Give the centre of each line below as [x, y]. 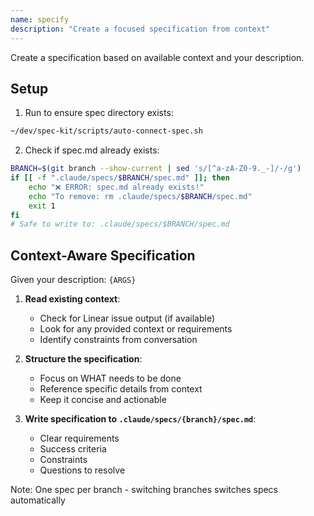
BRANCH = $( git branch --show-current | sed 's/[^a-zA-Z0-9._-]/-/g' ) [156, 169]
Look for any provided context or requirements [136, 329]
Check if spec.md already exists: [92, 150]
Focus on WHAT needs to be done [110, 378]
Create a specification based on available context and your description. [157, 57]
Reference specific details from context [121, 389]
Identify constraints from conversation [118, 340]
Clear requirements [79, 438]
